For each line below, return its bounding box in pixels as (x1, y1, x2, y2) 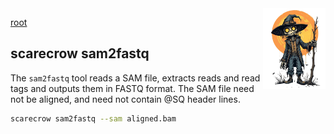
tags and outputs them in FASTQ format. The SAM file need (10, 82, 255, 94)
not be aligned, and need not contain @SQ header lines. (10, 93, 241, 105)
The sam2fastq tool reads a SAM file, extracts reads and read (10, 72, 261, 84)
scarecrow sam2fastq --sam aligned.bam (10, 113, 177, 124)
